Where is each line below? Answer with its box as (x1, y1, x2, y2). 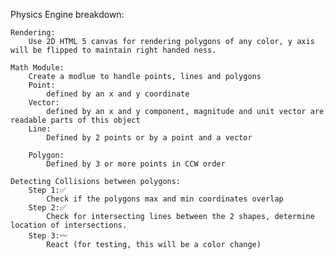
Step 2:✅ (28, 203, 67, 213)
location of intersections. (10, 220, 128, 230)
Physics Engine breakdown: (10, 9, 125, 20)
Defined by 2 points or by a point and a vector (46, 133, 253, 143)
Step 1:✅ (28, 185, 67, 195)
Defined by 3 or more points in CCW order (46, 159, 226, 169)
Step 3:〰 (28, 231, 68, 241)
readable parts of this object (10, 115, 141, 125)
